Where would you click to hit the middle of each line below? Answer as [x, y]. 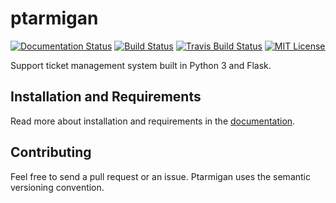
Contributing [51, 152]
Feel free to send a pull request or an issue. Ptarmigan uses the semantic [160, 176]
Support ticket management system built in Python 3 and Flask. [141, 65]
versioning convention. [57, 187]
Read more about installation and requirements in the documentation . [153, 121]
